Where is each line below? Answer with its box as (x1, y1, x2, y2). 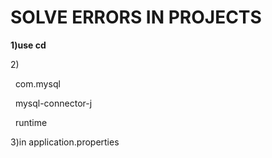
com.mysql (14, 77, 61, 90)
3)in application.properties (10, 136, 120, 148)
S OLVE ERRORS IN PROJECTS (10, 6, 262, 29)
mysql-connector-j (14, 97, 93, 109)
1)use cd (10, 39, 47, 51)
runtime (14, 116, 48, 128)
